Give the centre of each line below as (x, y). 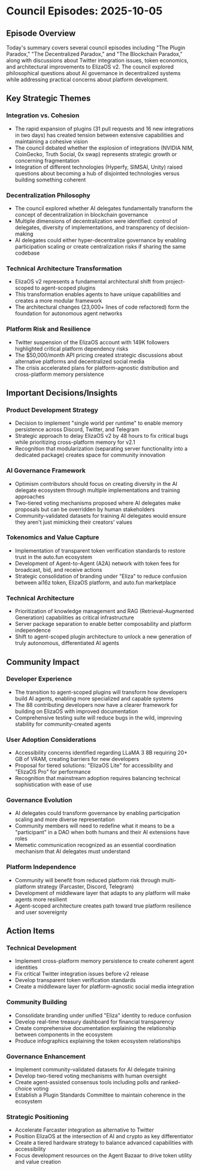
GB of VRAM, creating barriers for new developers (77, 759)
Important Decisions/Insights (62, 393)
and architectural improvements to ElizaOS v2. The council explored (90, 67)
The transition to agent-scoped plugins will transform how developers (101, 692)
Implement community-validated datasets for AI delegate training (95, 1070)
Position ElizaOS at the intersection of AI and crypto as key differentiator (104, 1136)
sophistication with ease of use (53, 784)
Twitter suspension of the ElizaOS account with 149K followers (92, 342)
